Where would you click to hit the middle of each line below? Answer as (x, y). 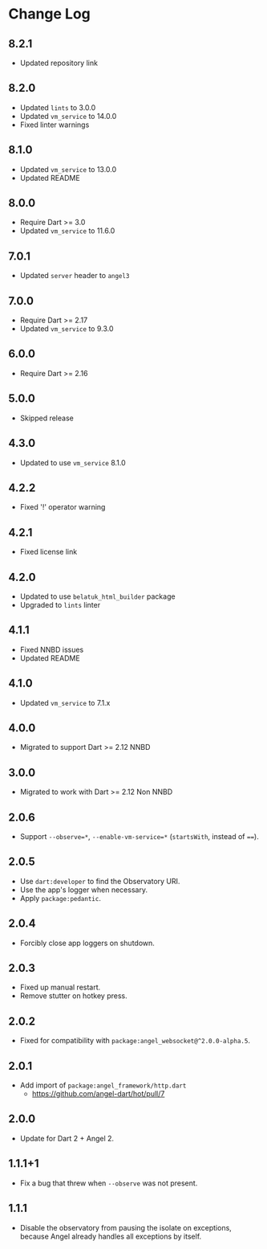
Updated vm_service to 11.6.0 (67, 231)
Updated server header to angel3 (75, 276)
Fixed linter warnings (55, 125)
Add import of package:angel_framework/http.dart (103, 1085)
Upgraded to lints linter (60, 604)
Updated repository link (59, 63)
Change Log (49, 14)
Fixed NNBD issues (52, 649)
